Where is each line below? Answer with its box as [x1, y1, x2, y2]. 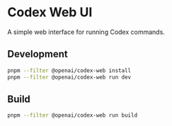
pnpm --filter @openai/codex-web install [7, 67, 132, 74]
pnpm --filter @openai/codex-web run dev [7, 74, 132, 81]
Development [7, 48, 69, 60]
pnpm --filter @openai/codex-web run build [7, 112, 138, 119]
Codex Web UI [7, 4, 93, 21]
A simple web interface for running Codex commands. [7, 28, 165, 36]
